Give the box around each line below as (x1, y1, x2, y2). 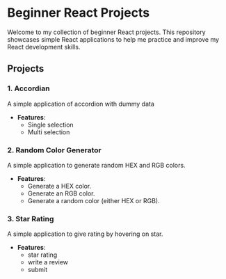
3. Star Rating (7, 214, 54, 223)
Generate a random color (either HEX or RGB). (27, 196, 160, 205)
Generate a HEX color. (27, 182, 92, 190)
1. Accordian (7, 83, 50, 93)
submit (27, 266, 48, 274)
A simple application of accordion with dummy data (7, 99, 154, 108)
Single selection (27, 120, 74, 129)
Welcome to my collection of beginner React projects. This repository (7, 28, 207, 36)
